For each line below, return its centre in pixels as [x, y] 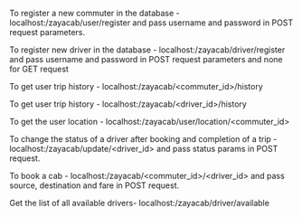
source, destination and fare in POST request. [94, 185]
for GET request [39, 69]
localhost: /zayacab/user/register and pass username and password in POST [151, 23]
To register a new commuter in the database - [95, 13]
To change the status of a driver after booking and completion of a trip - [143, 139]
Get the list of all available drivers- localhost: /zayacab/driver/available [139, 203]
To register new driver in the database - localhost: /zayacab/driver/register [147, 50]
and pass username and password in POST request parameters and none [146, 59]
